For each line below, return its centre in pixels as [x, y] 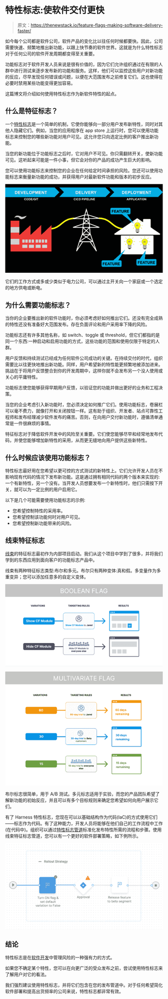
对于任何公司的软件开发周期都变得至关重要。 [51, 54]
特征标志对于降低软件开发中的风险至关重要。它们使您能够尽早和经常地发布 [82, 434]
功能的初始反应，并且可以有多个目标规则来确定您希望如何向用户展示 [84, 800]
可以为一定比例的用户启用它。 [49, 490]
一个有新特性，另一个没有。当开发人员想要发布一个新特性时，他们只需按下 [82, 483]
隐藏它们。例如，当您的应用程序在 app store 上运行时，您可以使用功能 [86, 130]
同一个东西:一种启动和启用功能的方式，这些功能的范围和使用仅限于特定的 [80, 341]
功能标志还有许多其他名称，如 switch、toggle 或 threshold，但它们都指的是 [82, 335]
